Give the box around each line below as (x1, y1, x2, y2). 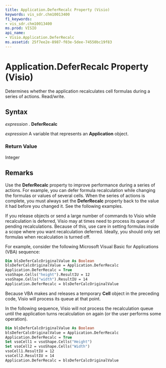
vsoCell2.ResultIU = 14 (5, 354, 55, 359)
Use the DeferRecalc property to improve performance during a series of (5, 182, 156, 188)
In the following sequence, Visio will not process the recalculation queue (5, 305, 154, 311)
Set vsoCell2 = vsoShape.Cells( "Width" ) (5, 344, 90, 349)
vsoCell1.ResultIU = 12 (5, 349, 55, 354)
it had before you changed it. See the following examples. (5, 203, 123, 209)
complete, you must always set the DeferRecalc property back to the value (5, 197, 159, 204)
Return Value (5, 143, 37, 150)
